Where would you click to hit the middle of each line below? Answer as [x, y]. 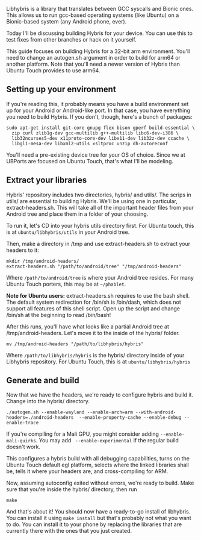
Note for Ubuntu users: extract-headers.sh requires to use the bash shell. [98, 295]
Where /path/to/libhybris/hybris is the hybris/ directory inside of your [95, 355]
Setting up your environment [61, 89]
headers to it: [23, 250]
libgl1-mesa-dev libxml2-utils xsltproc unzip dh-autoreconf [90, 143]
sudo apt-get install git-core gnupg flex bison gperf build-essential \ [101, 128]
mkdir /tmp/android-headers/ [43, 261]
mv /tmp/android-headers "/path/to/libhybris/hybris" [75, 344]
